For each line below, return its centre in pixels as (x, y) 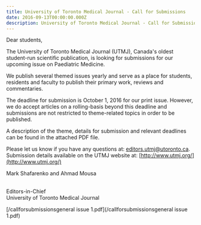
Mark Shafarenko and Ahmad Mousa (51, 173)
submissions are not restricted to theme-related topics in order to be (91, 113)
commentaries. (25, 89)
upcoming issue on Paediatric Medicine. (56, 64)
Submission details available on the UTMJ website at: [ (74, 155)
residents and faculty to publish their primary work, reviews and (85, 82)
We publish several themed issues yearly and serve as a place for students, (99, 76)
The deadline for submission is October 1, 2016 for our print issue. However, (100, 100)
